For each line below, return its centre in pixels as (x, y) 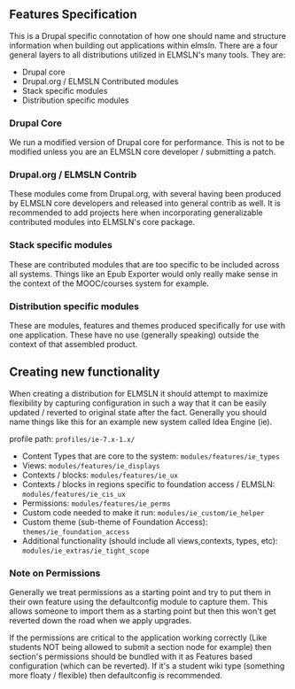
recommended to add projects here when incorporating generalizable (136, 213)
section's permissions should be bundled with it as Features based (131, 657)
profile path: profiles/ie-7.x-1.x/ (72, 438)
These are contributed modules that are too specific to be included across (144, 264)
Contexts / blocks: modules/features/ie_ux (100, 475)
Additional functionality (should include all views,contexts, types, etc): (150, 540)
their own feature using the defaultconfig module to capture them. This (139, 602)
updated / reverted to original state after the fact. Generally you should (138, 412)
